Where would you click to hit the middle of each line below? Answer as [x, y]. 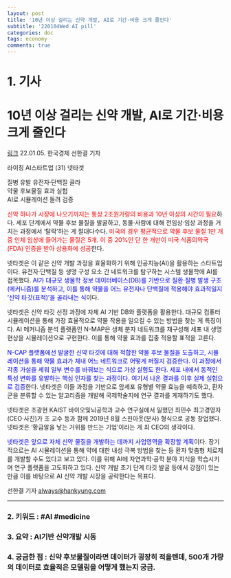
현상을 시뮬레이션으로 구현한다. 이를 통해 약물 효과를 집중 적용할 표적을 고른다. [112, 338]
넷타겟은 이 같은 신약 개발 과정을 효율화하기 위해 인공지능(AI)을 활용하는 [103, 263]
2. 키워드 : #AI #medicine [49, 517]
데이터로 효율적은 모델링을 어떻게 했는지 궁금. [85, 567]
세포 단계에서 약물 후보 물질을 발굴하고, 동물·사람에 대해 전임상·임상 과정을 [115, 223]
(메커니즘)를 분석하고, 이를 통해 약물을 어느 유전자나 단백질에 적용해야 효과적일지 [115, 289]
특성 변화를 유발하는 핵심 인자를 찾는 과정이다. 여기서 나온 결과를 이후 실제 [106, 378]
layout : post [26, 13]
